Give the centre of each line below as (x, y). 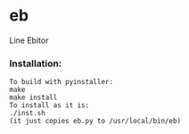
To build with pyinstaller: (62, 82)
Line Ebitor (29, 40)
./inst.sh (28, 113)
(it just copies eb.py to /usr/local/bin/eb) (95, 121)
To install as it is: (49, 105)
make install (33, 98)
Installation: (36, 63)
